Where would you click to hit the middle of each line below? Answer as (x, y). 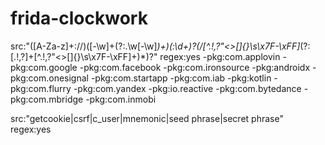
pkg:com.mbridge (47, 99)
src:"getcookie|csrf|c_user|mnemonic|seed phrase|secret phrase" (147, 118)
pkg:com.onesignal (49, 78)
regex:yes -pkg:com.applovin (220, 56)
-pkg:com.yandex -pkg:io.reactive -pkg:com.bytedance (187, 88)
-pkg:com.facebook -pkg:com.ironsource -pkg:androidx (195, 67)
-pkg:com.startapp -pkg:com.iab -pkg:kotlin (181, 78)
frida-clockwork (79, 18)
